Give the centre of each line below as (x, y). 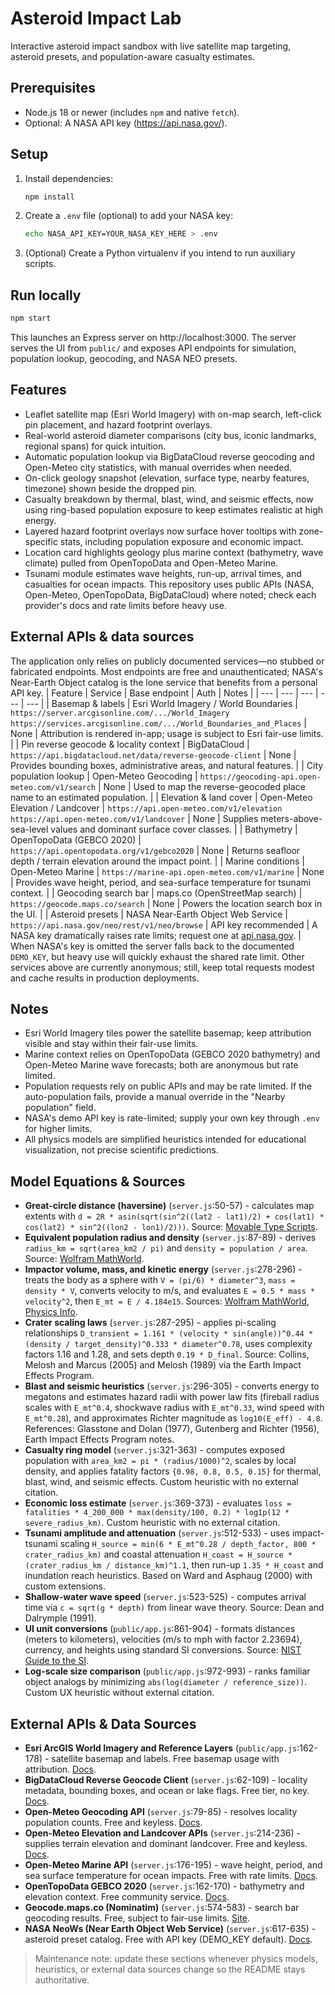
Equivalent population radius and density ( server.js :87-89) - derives (170, 1238)
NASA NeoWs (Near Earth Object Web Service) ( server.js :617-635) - (170, 1929)
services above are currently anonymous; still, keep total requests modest (162, 967)
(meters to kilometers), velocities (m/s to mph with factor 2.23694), (163, 1639)
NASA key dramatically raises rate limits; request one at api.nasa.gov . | (156, 935)
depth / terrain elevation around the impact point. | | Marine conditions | (157, 861)
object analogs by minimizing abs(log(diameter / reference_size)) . (166, 1682)
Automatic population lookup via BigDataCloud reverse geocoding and (169, 456)
